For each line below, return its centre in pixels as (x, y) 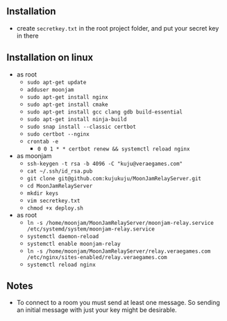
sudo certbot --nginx (58, 134)
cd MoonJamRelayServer (60, 186)
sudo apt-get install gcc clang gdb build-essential (105, 112)
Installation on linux (50, 57)
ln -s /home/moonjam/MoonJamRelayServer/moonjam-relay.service (120, 223)
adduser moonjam (50, 90)
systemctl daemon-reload (63, 236)
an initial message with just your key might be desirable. (97, 310)
